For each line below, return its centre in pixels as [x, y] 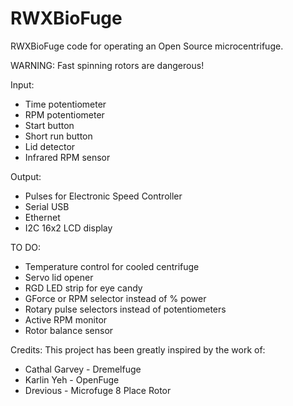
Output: [26, 176]
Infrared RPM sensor [67, 157]
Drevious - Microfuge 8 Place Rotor [98, 390]
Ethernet [42, 217]
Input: [22, 84]
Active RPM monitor [66, 319]
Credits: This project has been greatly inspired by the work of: [138, 349]
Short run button [58, 136]
